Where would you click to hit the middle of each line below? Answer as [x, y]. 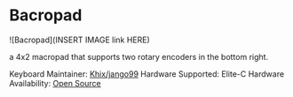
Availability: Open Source [55, 83]
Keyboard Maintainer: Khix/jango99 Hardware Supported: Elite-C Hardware [147, 74]
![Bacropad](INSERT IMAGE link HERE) [80, 40]
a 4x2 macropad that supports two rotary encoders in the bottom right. [139, 56]
